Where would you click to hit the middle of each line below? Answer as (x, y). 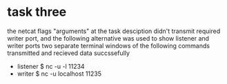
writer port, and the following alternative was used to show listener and (108, 38)
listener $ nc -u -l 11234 (51, 66)
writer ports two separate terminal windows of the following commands (109, 45)
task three (37, 12)
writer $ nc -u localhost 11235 (59, 74)
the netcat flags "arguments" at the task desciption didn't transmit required (114, 31)
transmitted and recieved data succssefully (68, 53)
